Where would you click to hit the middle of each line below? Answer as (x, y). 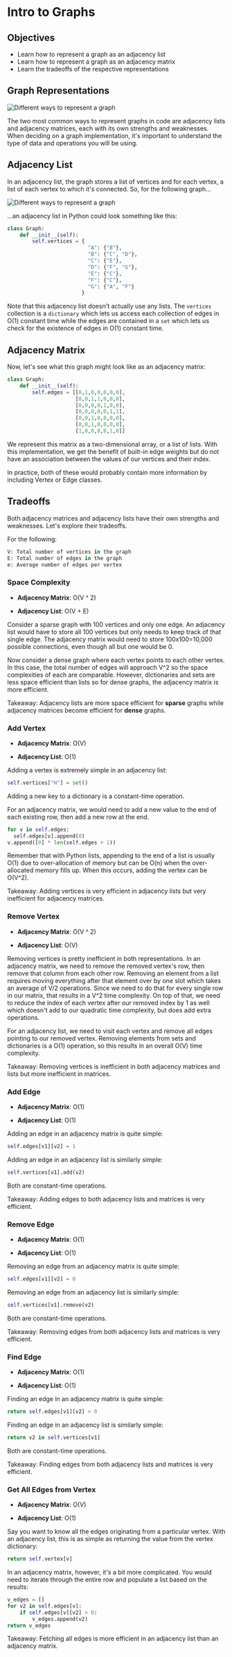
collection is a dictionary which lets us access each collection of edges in (113, 313)
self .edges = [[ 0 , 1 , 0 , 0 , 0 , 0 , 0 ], (79, 392)
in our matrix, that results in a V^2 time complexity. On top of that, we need (114, 995)
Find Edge (24, 1357)
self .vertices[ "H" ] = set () (48, 783)
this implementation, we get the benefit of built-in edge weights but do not (113, 451)
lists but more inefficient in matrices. (59, 1074)
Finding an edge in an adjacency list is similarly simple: (86, 1425)
